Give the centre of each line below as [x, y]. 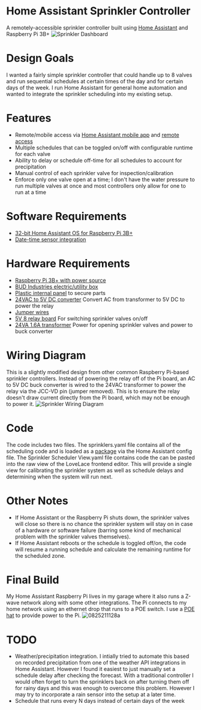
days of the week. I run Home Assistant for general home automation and [97, 88]
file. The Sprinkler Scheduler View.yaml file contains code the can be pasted [100, 458]
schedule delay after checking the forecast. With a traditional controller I [104, 675]
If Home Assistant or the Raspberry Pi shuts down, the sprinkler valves [102, 518]
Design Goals [40, 58]
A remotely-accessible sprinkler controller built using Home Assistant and [97, 28]
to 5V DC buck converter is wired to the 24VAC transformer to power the [96, 384]
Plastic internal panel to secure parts [60, 293]
